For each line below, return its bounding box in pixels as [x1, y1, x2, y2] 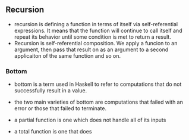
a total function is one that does [14, 128, 92, 135]
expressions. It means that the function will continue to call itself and [14, 27, 182, 34]
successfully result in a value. [14, 87, 87, 94]
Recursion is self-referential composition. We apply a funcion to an [14, 39, 178, 46]
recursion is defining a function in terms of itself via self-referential [14, 20, 178, 27]
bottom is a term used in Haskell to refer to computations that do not [14, 80, 182, 88]
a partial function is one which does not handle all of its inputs [14, 116, 166, 124]
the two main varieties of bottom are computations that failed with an [14, 98, 184, 106]
